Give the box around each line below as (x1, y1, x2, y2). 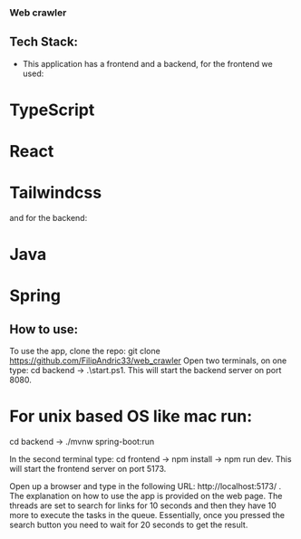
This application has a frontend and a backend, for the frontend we (22, 58, 274, 69)
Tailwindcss (9, 183, 102, 203)
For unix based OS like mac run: (9, 406, 253, 427)
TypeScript (9, 100, 95, 120)
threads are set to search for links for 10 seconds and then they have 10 (9, 500, 277, 511)
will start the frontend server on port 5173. (9, 464, 167, 475)
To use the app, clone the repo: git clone (9, 346, 160, 357)
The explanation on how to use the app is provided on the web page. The (9, 491, 283, 502)
